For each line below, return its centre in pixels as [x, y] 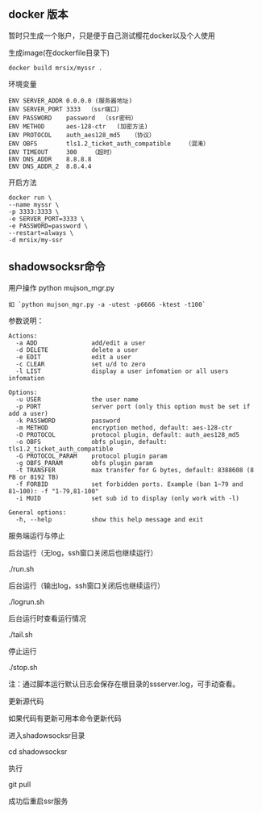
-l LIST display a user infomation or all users [122, 371]
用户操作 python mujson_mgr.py [62, 287]
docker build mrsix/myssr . [56, 68]
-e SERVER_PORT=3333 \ [46, 219]
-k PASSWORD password [68, 421]
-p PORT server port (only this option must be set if [133, 406]
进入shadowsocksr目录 [47, 735]
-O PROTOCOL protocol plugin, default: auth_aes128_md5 [128, 434]
